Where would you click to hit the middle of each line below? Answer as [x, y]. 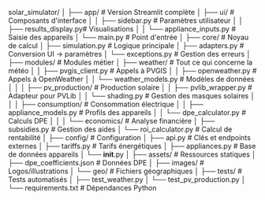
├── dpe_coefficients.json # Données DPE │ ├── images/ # [106, 163]
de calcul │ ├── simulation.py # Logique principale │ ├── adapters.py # [126, 46]
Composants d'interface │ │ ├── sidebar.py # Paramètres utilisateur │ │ [126, 20]
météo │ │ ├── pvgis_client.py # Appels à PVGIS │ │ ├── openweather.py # [132, 70]
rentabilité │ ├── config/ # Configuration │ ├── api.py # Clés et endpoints [129, 137]
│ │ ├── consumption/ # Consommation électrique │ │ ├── [106, 104]
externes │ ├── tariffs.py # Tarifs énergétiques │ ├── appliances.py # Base [132, 146]
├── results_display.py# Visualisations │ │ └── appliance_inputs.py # [122, 29]
